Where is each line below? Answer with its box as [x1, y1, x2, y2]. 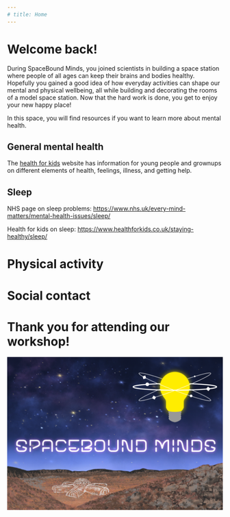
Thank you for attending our [7, 319, 170, 335]
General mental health [7, 141, 104, 152]
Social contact [7, 288, 91, 303]
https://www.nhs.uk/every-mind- [93, 204, 186, 213]
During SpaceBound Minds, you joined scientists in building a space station [7, 64, 220, 72]
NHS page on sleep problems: [7, 204, 92, 213]
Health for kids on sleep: [7, 225, 77, 233]
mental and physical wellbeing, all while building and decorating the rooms [7, 86, 218, 94]
